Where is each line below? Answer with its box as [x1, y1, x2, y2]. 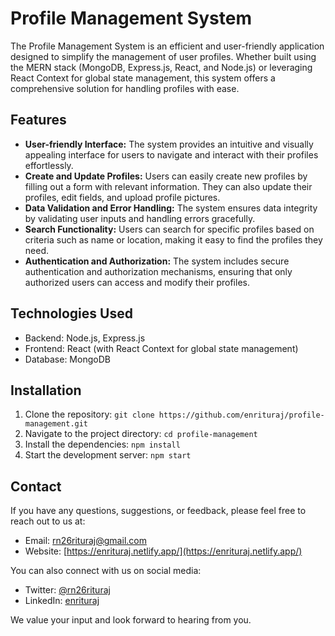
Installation [10, 382, 82, 399]
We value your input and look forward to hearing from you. [10, 614, 252, 626]
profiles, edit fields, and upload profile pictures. [24, 191, 221, 203]
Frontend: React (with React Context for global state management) [24, 342, 299, 354]
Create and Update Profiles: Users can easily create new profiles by [24, 170, 308, 182]
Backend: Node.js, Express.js [24, 332, 146, 344]
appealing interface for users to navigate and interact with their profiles [24, 148, 319, 161]
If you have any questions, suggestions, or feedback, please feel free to [10, 505, 307, 517]
